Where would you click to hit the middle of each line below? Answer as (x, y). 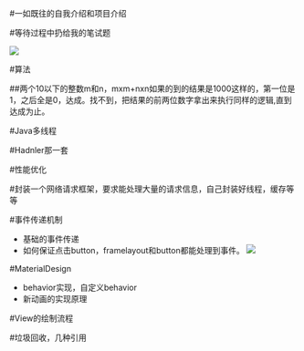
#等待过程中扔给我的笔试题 (60, 33)
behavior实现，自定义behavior (79, 287)
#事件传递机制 (36, 220)
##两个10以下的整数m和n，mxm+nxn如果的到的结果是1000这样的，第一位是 (152, 88)
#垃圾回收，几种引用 (48, 337)
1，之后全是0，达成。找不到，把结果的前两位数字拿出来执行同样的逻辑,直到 (151, 100)
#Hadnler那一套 (39, 150)
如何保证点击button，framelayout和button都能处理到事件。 (133, 250)
